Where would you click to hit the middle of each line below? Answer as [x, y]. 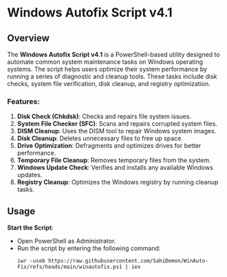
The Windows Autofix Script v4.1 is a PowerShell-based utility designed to [113, 54]
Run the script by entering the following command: [89, 248]
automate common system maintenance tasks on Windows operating [105, 62]
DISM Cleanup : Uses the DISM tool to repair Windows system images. [117, 131]
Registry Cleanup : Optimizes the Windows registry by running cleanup [118, 182]
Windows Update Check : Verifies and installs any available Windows [115, 168]
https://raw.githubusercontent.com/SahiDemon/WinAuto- [128, 261]
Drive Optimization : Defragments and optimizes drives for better [109, 146]
